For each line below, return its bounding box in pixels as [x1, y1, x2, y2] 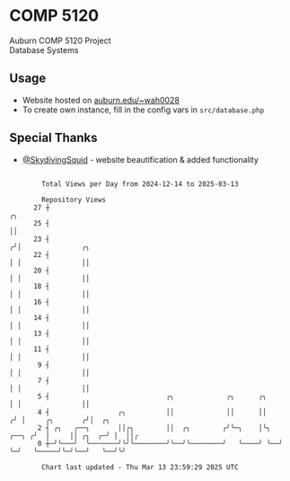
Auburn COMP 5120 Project [9, 35, 111, 46]
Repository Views [41, 195, 106, 204]
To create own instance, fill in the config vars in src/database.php [22, 104, 265, 115]
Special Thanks [9, 130, 98, 146]
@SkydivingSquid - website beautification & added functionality [22, 154, 259, 165]
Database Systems [9, 44, 79, 55]
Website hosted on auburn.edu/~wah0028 [22, 94, 180, 105]
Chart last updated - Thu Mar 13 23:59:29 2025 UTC [41, 462, 240, 472]
